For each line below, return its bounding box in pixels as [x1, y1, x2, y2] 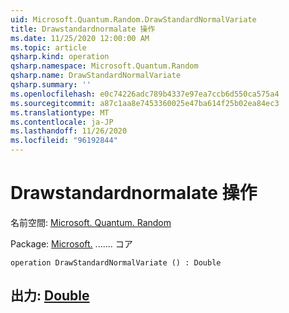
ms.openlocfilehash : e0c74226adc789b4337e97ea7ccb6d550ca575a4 [10, 89, 280, 99]
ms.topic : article [10, 42, 87, 53]
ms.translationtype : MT [10, 107, 110, 118]
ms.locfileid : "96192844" [10, 136, 118, 146]
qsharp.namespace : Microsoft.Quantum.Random [10, 61, 199, 71]
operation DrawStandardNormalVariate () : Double [10, 257, 222, 268]
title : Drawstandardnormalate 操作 [10, 24, 156, 34]
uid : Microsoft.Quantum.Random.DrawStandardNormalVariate [10, 14, 257, 25]
